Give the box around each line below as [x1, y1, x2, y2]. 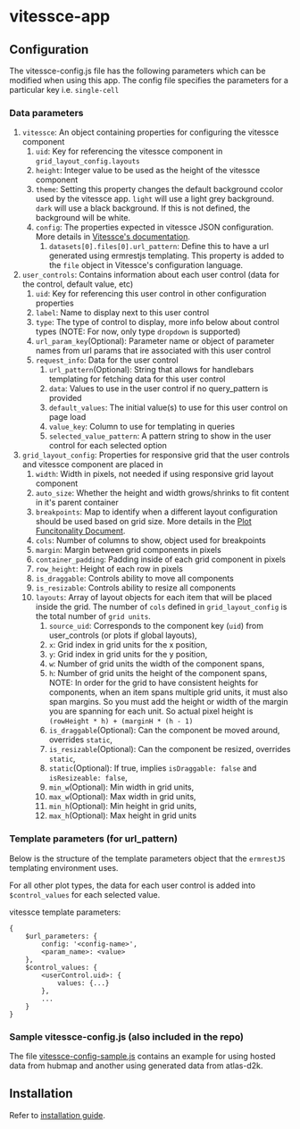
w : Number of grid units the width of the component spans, [48, 658, 265, 669]
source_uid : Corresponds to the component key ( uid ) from [48, 621, 263, 631]
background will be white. [35, 213, 131, 223]
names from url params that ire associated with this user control [35, 346, 271, 356]
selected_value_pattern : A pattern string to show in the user [48, 431, 272, 441]
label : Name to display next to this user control [35, 307, 210, 318]
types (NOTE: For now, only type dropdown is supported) [35, 326, 241, 337]
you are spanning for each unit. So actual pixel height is [48, 706, 254, 716]
